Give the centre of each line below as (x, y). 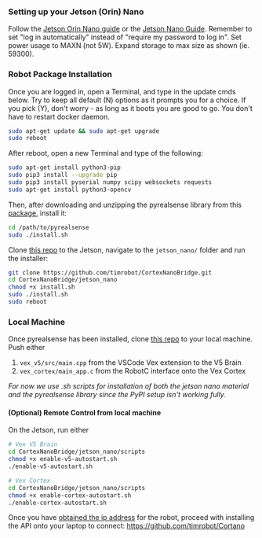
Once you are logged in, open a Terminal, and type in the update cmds (122, 91)
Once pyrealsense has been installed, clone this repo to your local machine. (131, 339)
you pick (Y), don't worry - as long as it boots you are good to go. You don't (131, 108)
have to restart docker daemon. (59, 116)
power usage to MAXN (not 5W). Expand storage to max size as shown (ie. (129, 46)
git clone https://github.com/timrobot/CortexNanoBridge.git (110, 273)
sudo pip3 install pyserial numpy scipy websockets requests (110, 182)
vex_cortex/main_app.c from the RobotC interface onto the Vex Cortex (133, 371)
